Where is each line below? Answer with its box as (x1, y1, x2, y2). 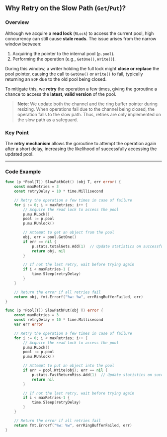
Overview (5, 19, 29, 26)
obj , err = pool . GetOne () (23, 234, 77, 240)
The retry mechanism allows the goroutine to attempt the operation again (5, 140, 157, 146)
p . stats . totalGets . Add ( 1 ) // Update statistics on (31, 244, 141, 249)
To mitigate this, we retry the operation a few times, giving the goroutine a (5, 86, 158, 92)
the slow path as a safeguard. (17, 117, 78, 123)
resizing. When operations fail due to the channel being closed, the (17, 106, 155, 112)
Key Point (5, 129, 29, 136)
